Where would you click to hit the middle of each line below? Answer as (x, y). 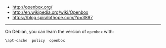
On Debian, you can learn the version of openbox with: (60, 32)
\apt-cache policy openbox (35, 41)
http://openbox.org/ (32, 7)
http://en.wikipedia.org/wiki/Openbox (50, 12)
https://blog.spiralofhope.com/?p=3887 (52, 17)
